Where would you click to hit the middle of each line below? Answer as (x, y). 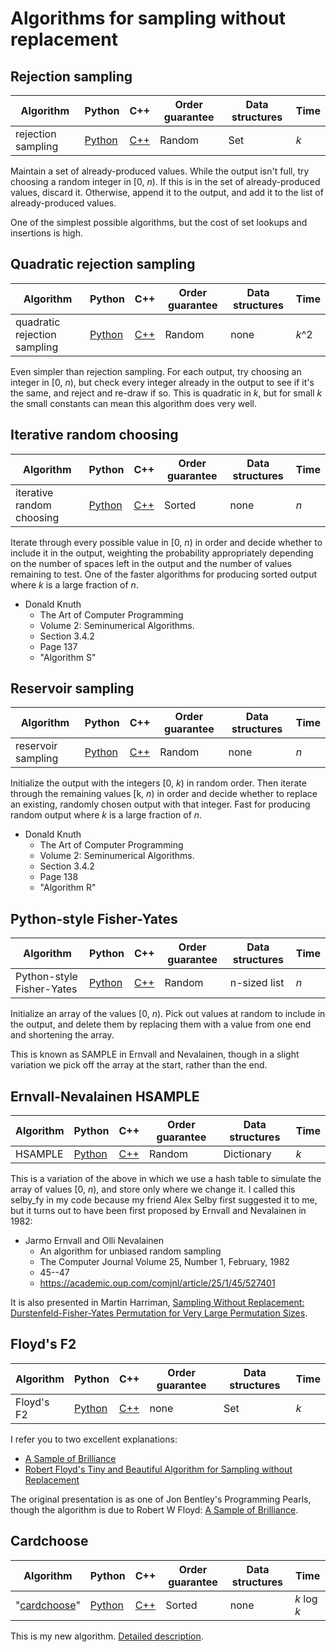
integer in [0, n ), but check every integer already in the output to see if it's (162, 382)
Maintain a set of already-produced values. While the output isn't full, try (160, 171)
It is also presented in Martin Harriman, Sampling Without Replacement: (157, 1303)
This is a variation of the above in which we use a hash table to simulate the (166, 1179)
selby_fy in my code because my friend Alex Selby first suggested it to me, (164, 1200)
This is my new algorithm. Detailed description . (107, 1636)
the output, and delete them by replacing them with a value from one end (161, 1024)
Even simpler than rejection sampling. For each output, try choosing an (156, 371)
